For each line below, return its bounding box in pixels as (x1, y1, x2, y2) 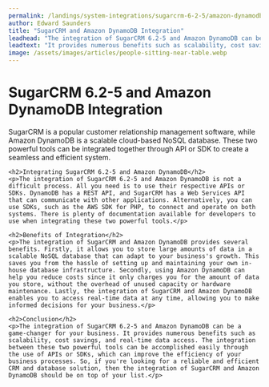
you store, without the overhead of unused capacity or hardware (8, 280, 231, 288)
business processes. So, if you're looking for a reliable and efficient (8, 357, 260, 365)
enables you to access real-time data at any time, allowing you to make (8, 294, 260, 302)
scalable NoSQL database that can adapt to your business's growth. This (8, 252, 260, 260)
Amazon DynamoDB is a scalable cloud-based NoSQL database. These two (8, 135, 258, 145)
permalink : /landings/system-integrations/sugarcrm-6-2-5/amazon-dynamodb (8, 11, 263, 20)
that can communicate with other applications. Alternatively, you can (8, 196, 252, 204)
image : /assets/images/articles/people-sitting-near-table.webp (8, 49, 227, 57)
